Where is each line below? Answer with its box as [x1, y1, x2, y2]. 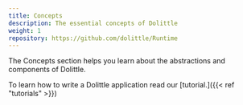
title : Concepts [8, 11, 63, 20]
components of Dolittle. [8, 65, 86, 75]
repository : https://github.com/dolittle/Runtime [8, 34, 179, 42]
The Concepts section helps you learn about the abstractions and [8, 56, 225, 66]
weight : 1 [8, 26, 42, 34]
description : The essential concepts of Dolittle [8, 19, 179, 27]
